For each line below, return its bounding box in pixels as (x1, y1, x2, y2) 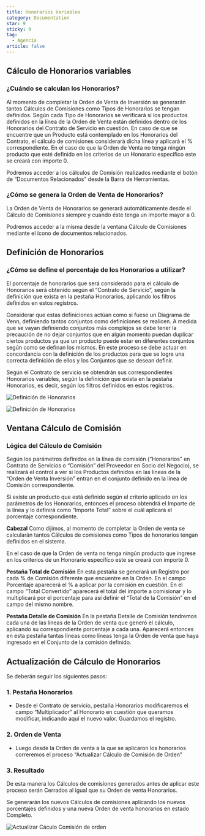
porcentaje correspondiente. (6, 513, 78, 520)
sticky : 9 (6, 26, 32, 33)
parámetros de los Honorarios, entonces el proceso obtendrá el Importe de (6, 500, 196, 507)
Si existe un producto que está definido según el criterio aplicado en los (6, 493, 188, 500)
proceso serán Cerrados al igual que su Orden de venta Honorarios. (6, 786, 177, 794)
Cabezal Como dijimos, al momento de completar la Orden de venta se (6, 525, 185, 532)
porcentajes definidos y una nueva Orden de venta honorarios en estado (6, 805, 190, 812)
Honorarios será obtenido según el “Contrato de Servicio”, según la (6, 286, 176, 293)
